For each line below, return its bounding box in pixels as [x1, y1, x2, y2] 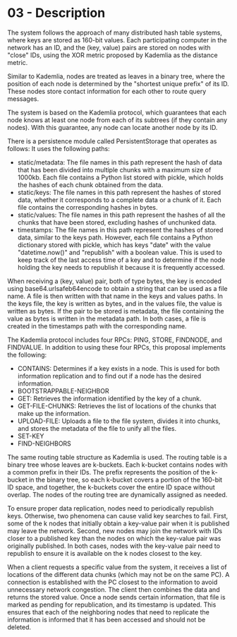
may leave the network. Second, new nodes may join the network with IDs [7, 526, 223, 535]
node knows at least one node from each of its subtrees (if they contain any [7, 115, 228, 124]
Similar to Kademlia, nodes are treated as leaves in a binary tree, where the [7, 72, 226, 81]
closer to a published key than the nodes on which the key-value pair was [7, 534, 221, 542]
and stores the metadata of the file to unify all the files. [17, 424, 177, 432]
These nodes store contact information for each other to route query [7, 87, 207, 95]
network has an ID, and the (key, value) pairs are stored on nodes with [7, 43, 211, 52]
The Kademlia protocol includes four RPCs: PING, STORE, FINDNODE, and [7, 335, 222, 344]
